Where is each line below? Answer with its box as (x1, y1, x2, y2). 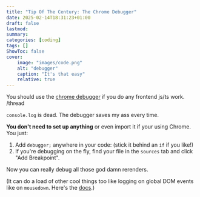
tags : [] (6, 43, 28, 49)
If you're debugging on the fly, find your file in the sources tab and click (15, 148, 193, 155)
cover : (6, 54, 23, 60)
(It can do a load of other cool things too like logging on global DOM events (6, 178, 194, 185)
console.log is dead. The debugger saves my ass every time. (6, 112, 159, 119)
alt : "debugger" (17, 65, 59, 72)
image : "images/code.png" (17, 59, 83, 65)
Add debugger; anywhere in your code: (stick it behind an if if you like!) (15, 141, 194, 149)
